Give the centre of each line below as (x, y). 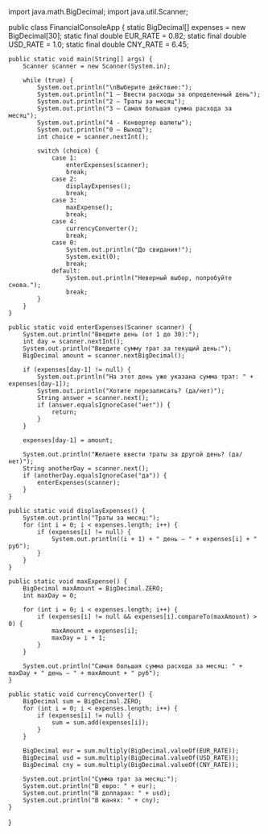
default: (66, 271)
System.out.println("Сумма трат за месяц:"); (101, 779)
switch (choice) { (68, 151)
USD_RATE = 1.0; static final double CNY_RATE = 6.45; (99, 44)
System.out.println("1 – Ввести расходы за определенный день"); (149, 94)
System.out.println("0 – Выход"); (95, 130)
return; (64, 412)
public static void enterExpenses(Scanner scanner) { (101, 327)
